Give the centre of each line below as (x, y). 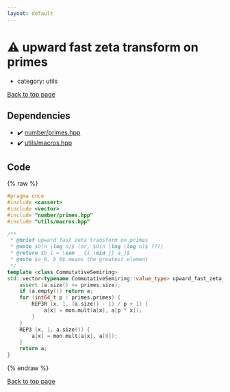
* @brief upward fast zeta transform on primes (79, 241)
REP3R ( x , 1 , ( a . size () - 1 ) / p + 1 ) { (90, 304)
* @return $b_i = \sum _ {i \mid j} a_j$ (70, 253)
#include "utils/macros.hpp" (49, 221)
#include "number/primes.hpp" (50, 215)
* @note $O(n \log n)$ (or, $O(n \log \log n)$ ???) (87, 247)
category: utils (37, 81)
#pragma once (26, 196)
